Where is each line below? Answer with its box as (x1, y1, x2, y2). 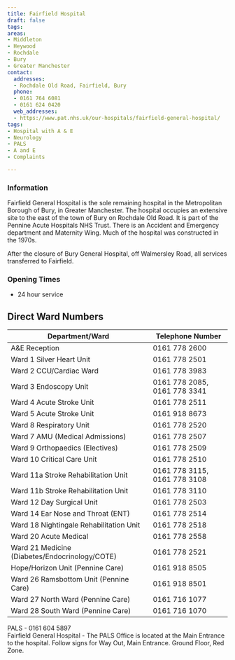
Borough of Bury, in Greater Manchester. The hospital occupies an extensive (7, 206, 228, 214)
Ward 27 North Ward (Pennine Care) (10, 595, 131, 605)
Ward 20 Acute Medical (10, 532, 89, 542)
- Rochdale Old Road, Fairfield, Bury (13, 82, 127, 89)
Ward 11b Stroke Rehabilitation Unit (10, 486, 129, 496)
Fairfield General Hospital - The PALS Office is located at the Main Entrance (7, 631, 225, 640)
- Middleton (7, 36, 42, 43)
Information (7, 183, 48, 193)
